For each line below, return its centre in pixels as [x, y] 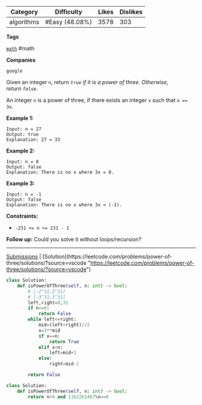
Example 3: [20, 183]
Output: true [23, 134]
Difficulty [69, 12]
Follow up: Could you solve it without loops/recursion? [74, 239]
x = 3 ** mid [49, 330]
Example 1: [20, 118]
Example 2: [20, 151]
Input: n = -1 [24, 194]
